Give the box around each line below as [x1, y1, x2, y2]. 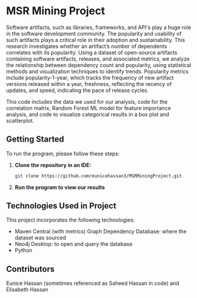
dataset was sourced [14, 234, 66, 241]
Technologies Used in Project [6, 201, 117, 211]
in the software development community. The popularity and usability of [6, 30, 182, 37]
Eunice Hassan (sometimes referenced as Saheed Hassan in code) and [6, 280, 179, 287]
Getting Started [6, 134, 64, 145]
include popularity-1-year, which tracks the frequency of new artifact [6, 74, 174, 81]
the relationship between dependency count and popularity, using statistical [6, 61, 191, 69]
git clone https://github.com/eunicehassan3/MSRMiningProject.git [14, 173, 182, 179]
